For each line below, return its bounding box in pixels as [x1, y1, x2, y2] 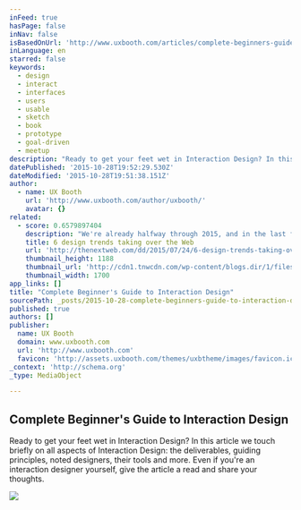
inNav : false [9, 30, 58, 38]
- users [17, 96, 47, 106]
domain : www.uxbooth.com [17, 337, 110, 346]
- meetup [17, 146, 50, 155]
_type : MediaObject [9, 370, 82, 380]
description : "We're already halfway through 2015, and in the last [25, 229, 287, 238]
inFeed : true [9, 13, 58, 22]
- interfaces [17, 88, 66, 97]
